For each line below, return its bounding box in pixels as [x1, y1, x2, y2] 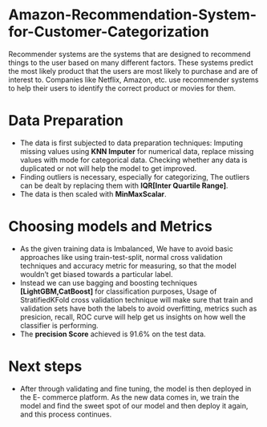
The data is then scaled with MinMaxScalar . [19, 189, 167, 198]
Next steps [8, 357, 83, 375]
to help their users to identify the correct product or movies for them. [8, 83, 237, 93]
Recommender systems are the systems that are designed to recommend [8, 49, 251, 59]
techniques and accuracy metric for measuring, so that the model [19, 261, 237, 270]
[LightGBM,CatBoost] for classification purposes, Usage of [19, 287, 217, 296]
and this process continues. [19, 409, 112, 419]
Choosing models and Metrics [8, 218, 212, 236]
